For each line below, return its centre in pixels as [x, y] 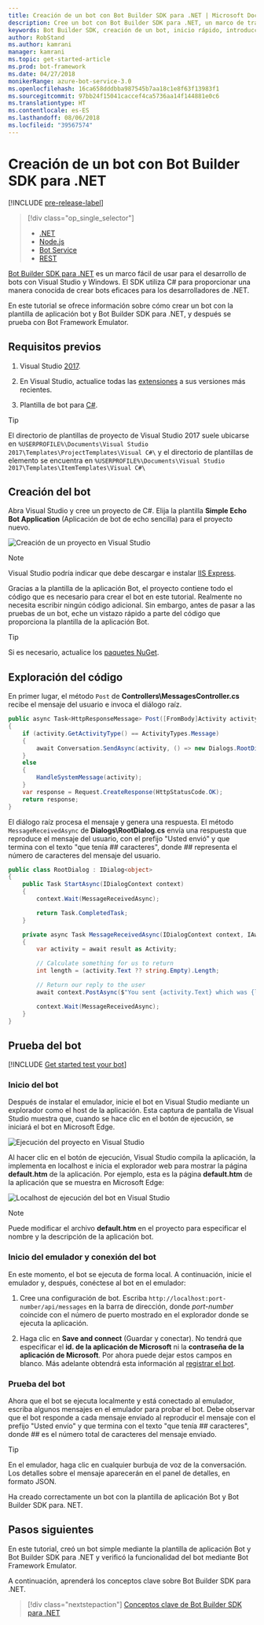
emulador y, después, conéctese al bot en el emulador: [97, 1283]
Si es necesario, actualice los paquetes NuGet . [84, 652]
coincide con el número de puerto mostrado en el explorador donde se [134, 1314]
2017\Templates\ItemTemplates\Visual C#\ [77, 468]
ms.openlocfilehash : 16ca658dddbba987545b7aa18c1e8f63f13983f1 [114, 89]
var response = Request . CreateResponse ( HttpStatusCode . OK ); [123, 792]
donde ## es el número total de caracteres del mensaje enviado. [113, 1435]
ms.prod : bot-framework [47, 67]
